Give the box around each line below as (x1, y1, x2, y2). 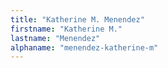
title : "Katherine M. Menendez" (10, 14, 145, 25)
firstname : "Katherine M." (10, 24, 123, 34)
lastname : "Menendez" (10, 33, 101, 43)
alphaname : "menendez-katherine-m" (10, 42, 159, 53)
